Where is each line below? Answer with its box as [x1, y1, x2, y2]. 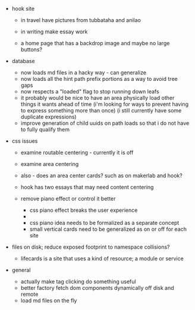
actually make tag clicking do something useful [20, 278, 136, 285]
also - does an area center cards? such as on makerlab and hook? [20, 172, 183, 179]
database [11, 58, 35, 64]
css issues [11, 137, 38, 145]
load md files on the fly [20, 297, 77, 304]
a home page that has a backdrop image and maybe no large [20, 40, 170, 46]
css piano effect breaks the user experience [29, 206, 138, 214]
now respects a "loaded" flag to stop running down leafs [20, 88, 159, 95]
